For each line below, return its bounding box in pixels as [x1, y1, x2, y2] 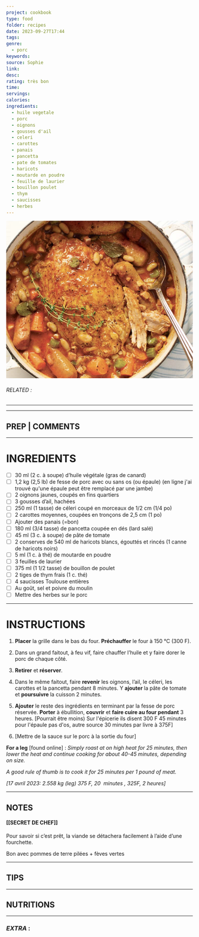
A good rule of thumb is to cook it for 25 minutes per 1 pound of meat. [6, 768, 176, 776]
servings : [6, 91, 31, 97]
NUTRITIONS [6, 900, 55, 910]
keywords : [6, 53, 31, 59]
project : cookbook [6, 9, 52, 15]
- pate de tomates [11, 159, 57, 165]
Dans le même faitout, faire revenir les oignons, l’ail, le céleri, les [14, 679, 173, 686]
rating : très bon [6, 78, 49, 84]
